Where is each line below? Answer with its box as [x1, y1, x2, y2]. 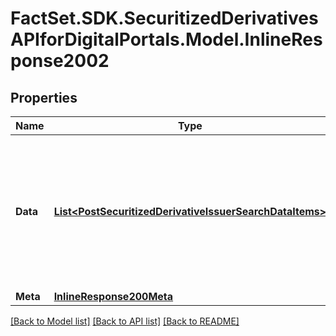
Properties [10, 89, 78, 106]
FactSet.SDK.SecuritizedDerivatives [10, 7, 319, 30]
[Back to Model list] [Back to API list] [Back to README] [10, 315, 240, 327]
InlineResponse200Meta [53, 290, 174, 303]
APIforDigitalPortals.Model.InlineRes [10, 28, 323, 51]
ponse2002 [10, 50, 110, 72]
